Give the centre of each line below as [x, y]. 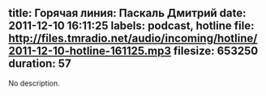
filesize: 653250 [216, 51]
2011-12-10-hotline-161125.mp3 [90, 51]
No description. [34, 83]
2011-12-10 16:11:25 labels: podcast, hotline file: [131, 26]
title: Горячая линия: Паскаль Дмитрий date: [127, 13]
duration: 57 [40, 64]
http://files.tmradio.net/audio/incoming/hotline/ [133, 38]
